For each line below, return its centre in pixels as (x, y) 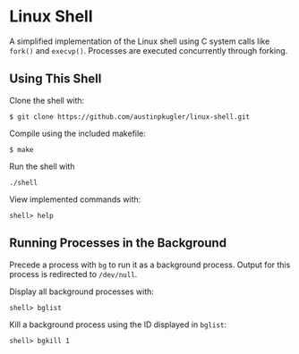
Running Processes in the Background (118, 243)
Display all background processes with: (82, 291)
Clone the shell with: (47, 100)
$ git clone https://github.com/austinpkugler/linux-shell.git (130, 117)
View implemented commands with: (75, 199)
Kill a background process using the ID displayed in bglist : (118, 324)
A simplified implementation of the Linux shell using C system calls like (140, 41)
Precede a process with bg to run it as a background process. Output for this (150, 265)
